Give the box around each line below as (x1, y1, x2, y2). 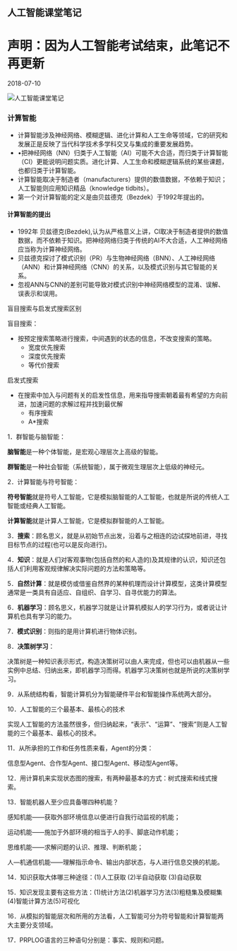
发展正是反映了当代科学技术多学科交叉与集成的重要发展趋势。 (17, 139, 197, 148)
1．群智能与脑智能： (7, 432, 66, 441)
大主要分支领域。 (7, 921, 57, 929)
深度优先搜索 (28, 352, 66, 360)
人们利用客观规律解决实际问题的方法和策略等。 (13, 564, 150, 572)
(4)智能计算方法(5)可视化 (7, 897, 80, 905)
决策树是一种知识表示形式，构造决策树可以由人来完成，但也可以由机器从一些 (7, 657, 230, 665)
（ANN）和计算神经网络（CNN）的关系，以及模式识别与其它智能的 (17, 263, 212, 271)
